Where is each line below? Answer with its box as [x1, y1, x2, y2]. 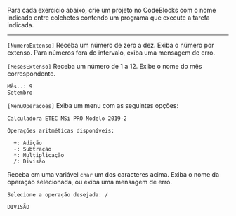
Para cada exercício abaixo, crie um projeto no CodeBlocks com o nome [7, 6, 216, 14]
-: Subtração [13, 146, 52, 153]
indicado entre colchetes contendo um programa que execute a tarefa [7, 13, 210, 22]
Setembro [7, 89, 33, 96]
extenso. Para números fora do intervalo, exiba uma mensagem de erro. [7, 48, 216, 57]
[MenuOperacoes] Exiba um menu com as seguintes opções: [7, 102, 179, 109]
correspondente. [7, 69, 56, 78]
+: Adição [13, 140, 42, 147]
